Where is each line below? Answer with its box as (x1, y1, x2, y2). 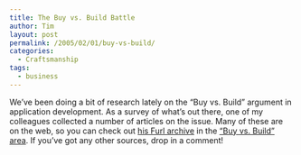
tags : (9, 64, 30, 73)
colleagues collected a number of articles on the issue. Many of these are (9, 115, 284, 126)
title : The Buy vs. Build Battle (9, 13, 136, 23)
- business (17, 72, 59, 81)
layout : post (9, 30, 59, 39)
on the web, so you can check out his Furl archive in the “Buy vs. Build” (9, 125, 276, 136)
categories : (9, 47, 54, 56)
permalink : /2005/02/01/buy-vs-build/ (9, 38, 155, 48)
